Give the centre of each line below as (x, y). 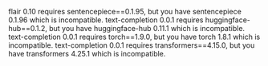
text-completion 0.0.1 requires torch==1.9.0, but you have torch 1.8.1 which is (134, 37)
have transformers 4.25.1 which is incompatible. (87, 54)
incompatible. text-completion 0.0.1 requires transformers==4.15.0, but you (132, 45)
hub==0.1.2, (28, 28)
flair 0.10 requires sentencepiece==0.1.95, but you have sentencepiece (125, 12)
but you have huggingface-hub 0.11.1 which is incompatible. (147, 28)
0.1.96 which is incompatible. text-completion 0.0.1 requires (106, 20)
